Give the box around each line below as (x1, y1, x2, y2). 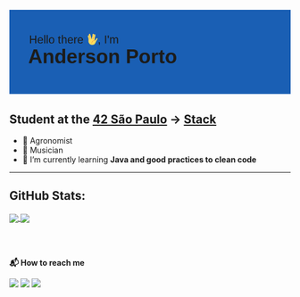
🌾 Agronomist (21, 136, 73, 145)
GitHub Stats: (9, 188, 87, 203)
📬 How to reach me (9, 257, 85, 268)
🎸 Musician (21, 144, 64, 155)
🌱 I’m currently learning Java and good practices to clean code (21, 154, 257, 165)
